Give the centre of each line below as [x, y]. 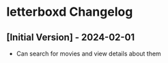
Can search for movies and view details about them [88, 53]
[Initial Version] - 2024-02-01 [71, 37]
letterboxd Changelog [70, 12]
